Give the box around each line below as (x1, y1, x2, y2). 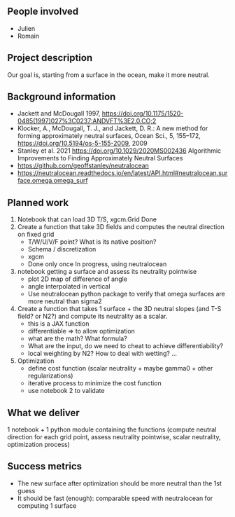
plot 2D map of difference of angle (27, 275, 128, 283)
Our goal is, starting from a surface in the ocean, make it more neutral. (7, 70, 210, 79)
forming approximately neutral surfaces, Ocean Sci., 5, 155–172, (17, 132, 201, 140)
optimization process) (7, 441, 70, 449)
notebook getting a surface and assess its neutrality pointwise (17, 268, 197, 276)
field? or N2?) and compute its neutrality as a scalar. (17, 312, 168, 321)
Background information (7, 91, 116, 103)
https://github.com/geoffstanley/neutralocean (17, 161, 149, 170)
